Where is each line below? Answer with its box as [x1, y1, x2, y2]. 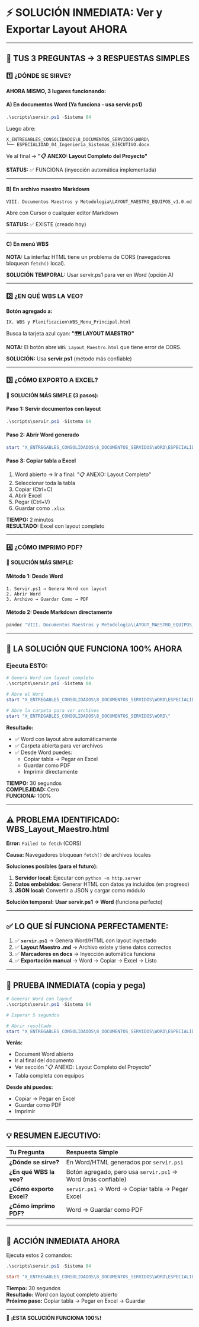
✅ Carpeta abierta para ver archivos [14, 742, 103, 749]
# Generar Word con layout [6, 996, 73, 1002]
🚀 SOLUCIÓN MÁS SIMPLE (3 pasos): [6, 391, 99, 399]
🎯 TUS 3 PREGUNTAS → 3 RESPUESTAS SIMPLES [6, 53, 190, 64]
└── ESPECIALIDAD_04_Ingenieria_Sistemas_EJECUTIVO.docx [6, 141, 150, 147]
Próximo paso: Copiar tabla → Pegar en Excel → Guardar [6, 1297, 146, 1304]
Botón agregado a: [6, 308, 53, 315]
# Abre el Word [6, 691, 44, 698]
